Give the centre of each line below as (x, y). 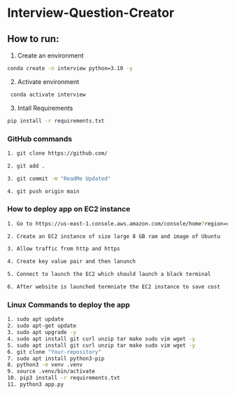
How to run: (33, 39)
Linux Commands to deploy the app (69, 305)
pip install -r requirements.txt (56, 120)
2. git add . (26, 166)
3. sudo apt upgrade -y (42, 333)
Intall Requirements (45, 108)
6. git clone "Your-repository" (54, 352)
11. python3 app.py (36, 384)
